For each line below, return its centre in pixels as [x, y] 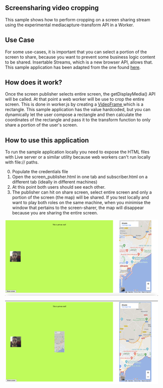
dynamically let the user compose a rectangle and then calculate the [73, 115]
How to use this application [47, 140]
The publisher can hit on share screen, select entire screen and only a [82, 192]
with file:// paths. [22, 162]
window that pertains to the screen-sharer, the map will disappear [78, 208]
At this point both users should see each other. [59, 187]
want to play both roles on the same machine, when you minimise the [81, 203]
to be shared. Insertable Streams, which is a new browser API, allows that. [79, 62]
